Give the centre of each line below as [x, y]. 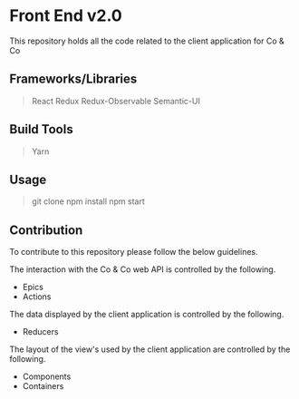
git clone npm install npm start [88, 201]
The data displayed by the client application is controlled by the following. [147, 315]
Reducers [40, 332]
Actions [37, 297]
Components [47, 376]
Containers [43, 386]
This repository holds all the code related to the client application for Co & [147, 41]
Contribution [46, 230]
